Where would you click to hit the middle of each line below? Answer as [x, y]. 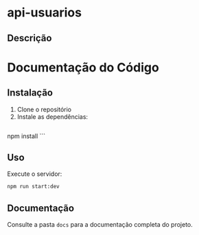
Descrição [30, 38]
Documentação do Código [83, 67]
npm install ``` [26, 136]
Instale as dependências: [52, 116]
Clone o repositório [44, 109]
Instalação [30, 93]
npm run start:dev [33, 187]
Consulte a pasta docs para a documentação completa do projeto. [100, 225]
